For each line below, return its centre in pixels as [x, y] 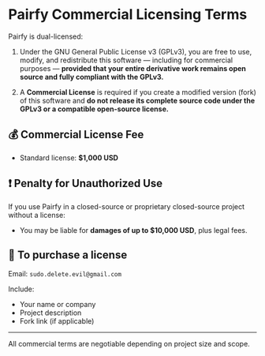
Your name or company [58, 305]
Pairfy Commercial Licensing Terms [128, 15]
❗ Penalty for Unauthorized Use [86, 184]
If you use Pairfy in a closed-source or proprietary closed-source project [127, 206]
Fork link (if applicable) [57, 321]
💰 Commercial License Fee [76, 135]
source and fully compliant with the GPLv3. [91, 77]
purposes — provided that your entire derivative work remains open [133, 68]
